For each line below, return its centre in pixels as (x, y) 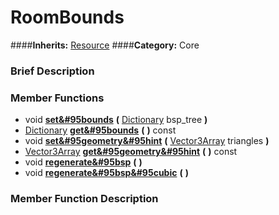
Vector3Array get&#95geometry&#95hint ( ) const (131, 152)
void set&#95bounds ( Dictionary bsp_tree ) (116, 120)
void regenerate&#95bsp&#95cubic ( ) (106, 173)
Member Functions (57, 98)
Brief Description (52, 71)
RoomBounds (67, 17)
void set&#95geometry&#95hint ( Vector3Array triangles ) (147, 141)
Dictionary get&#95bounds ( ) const (100, 130)
